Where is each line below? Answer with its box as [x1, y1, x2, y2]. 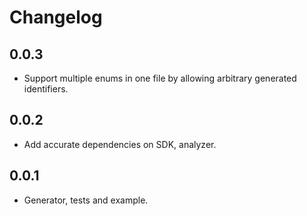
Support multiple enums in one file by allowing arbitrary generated [23, 72, 297, 84]
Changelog [9, 6, 103, 29]
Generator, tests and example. [23, 194, 149, 206]
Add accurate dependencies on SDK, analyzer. [23, 138, 217, 150]
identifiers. [23, 83, 69, 95]
